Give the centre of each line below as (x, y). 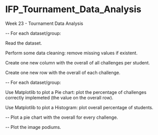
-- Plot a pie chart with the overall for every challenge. (62, 117)
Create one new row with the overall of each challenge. (63, 73)
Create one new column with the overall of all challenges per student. (78, 62)
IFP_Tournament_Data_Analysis (73, 9)
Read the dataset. (24, 43)
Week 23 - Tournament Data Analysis (44, 23)
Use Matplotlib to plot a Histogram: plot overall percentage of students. (79, 107)
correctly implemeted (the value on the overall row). (59, 97)
